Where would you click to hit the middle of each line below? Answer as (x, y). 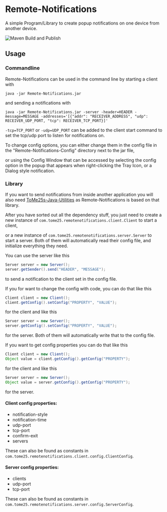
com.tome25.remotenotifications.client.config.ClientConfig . (70, 456)
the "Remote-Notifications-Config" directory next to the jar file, (70, 150)
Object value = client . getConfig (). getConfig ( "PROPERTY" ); (68, 359)
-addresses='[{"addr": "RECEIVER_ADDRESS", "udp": (94, 116)
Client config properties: (31, 403)
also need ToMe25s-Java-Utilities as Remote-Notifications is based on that (82, 200)
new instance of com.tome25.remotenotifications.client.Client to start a (81, 220)
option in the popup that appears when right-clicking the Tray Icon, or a (79, 165)
